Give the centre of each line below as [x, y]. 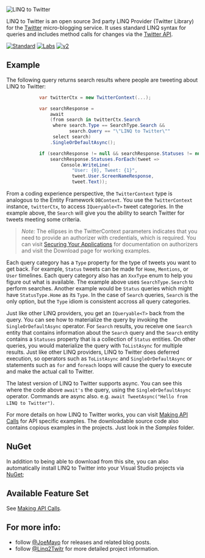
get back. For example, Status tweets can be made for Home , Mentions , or [98, 269]
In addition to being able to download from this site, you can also [88, 461]
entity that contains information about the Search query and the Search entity [102, 333]
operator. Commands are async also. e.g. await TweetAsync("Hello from [97, 396]
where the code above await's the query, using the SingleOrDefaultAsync [99, 390]
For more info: [34, 528]
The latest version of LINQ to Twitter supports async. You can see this [94, 384]
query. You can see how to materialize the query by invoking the [87, 320]
